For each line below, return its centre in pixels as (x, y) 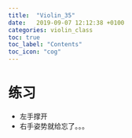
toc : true (24, 37)
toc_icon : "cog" (35, 52)
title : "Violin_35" (42, 15)
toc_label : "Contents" (45, 45)
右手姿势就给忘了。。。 (54, 125)
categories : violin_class (50, 30)
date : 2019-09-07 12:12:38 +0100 (66, 23)
